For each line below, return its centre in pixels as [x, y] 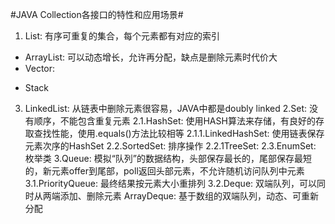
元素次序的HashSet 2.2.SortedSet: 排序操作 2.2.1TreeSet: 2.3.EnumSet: [170, 146]
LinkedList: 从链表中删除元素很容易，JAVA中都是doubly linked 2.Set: [166, 108]
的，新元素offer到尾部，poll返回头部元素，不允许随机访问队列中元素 [164, 171]
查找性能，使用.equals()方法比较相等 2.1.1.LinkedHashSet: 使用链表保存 [179, 133]
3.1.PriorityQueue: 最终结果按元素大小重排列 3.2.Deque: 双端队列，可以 [171, 183]
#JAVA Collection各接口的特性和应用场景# [97, 14]
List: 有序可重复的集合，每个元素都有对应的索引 [122, 36]
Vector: [40, 68]
